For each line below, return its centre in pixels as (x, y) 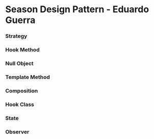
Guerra (20, 20)
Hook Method (22, 50)
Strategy (16, 36)
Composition (22, 91)
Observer (17, 132)
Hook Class (20, 104)
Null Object (20, 63)
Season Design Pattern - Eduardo (77, 9)
